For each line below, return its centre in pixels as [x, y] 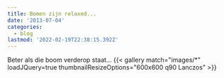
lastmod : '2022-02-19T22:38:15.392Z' [63, 40]
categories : [25, 27]
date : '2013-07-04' [36, 20]
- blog [23, 33]
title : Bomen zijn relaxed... [52, 14]
